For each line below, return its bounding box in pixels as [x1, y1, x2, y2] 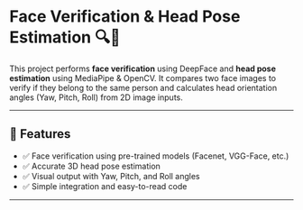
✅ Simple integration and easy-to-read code [22, 180, 188, 191]
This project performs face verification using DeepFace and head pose [9, 63, 277, 74]
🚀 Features [9, 126, 71, 142]
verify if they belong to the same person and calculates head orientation [9, 82, 278, 93]
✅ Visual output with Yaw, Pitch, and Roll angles [22, 170, 200, 181]
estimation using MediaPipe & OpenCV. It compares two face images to [9, 72, 277, 83]
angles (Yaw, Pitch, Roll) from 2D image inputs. [9, 92, 183, 103]
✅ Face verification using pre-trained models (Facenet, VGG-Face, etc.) [22, 151, 289, 161]
